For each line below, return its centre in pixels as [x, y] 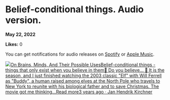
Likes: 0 [14, 44]
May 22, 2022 [20, 34]
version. [23, 20]
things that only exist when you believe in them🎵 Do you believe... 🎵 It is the [85, 70]
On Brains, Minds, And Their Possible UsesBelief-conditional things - [83, 64]
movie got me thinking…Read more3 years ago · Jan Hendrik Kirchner [79, 92]
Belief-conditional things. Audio [75, 9]
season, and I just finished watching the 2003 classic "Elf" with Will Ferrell [84, 76]
